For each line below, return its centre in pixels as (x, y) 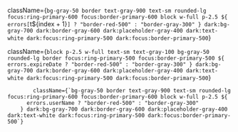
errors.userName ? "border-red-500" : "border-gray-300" (113, 103)
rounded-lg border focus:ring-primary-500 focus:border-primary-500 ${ (116, 58)
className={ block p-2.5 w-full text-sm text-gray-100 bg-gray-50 (109, 51)
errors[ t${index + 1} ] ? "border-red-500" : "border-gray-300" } (104, 24)
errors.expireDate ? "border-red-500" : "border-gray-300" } (100, 65)
